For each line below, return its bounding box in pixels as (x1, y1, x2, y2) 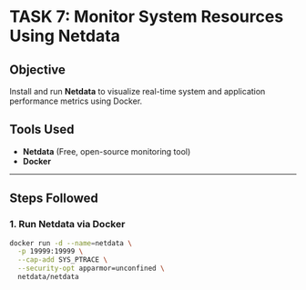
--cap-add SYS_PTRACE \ (17, 255, 107, 265)
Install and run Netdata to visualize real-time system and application (9, 86, 266, 96)
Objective (9, 62, 66, 77)
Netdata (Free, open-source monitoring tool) (22, 145, 191, 156)
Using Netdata (9, 25, 121, 46)
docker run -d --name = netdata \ (9, 238, 132, 247)
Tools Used (9, 122, 75, 137)
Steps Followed (9, 191, 98, 206)
